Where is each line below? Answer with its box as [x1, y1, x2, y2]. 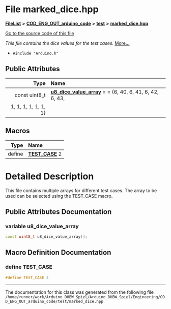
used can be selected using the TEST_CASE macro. [5, 193, 113, 199]
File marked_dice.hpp [5, 4, 99, 15]
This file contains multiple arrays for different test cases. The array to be [5, 187, 157, 194]
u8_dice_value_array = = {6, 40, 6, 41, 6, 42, [50, 88, 159, 95]
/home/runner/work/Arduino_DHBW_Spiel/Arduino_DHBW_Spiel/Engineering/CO [5, 294, 165, 299]
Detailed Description [5, 170, 94, 182]
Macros [5, 127, 30, 135]
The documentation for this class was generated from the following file [5, 289, 154, 295]
